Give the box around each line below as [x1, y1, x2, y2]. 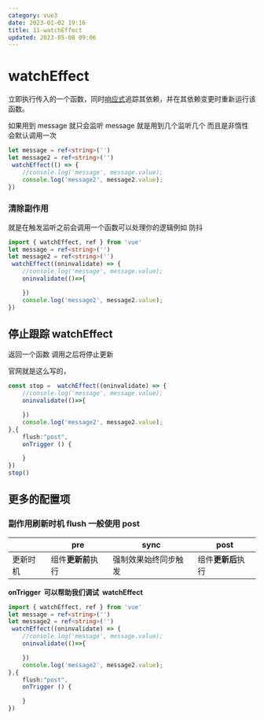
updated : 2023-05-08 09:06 [8, 33, 97, 42]
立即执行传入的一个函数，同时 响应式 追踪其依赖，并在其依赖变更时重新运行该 [8, 94, 256, 104]
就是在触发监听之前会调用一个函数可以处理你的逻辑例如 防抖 [8, 222, 203, 232]
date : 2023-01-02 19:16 [8, 19, 86, 27]
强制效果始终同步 [112, 554, 176, 565]
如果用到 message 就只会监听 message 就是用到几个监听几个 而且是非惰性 [8, 121, 249, 131]
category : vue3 [8, 11, 58, 20]
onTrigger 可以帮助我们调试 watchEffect [8, 587, 143, 596]
